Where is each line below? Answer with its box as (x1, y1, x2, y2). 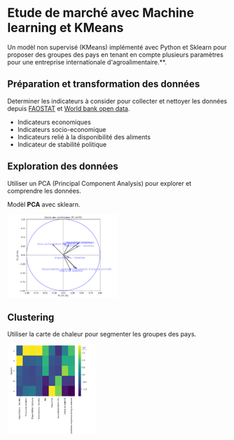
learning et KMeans (7, 20, 124, 36)
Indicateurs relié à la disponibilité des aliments (17, 132, 151, 141)
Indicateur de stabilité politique (17, 140, 107, 149)
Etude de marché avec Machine (7, 5, 195, 21)
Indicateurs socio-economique (17, 125, 106, 134)
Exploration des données (7, 160, 119, 172)
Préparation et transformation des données (7, 78, 200, 90)
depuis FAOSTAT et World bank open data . (7, 104, 130, 113)
